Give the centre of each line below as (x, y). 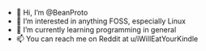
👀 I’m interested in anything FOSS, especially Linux (101, 21)
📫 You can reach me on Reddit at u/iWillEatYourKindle (107, 39)
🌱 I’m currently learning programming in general (96, 30)
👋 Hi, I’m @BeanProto (52, 13)
